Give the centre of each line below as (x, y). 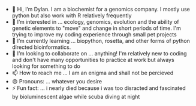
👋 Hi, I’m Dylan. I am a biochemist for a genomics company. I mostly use (101, 9)
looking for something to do (46, 66)
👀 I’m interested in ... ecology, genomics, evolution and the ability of (95, 22)
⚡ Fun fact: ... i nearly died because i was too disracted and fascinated (99, 88)
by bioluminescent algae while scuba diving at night (76, 96)
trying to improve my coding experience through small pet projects (94, 35)
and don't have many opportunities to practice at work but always (93, 60)
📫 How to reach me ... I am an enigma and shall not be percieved (93, 73)
